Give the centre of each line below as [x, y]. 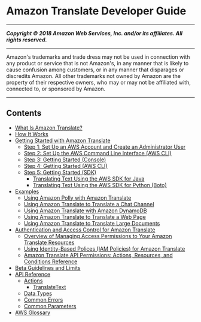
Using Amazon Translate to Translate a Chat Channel [89, 204]
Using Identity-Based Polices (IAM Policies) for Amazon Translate [104, 249]
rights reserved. [27, 40]
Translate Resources [49, 242]
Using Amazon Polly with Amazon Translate [77, 198]
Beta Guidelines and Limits [48, 267]
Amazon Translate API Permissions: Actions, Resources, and [98, 255]
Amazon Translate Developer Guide [96, 11]
